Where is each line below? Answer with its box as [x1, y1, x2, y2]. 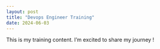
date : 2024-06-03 [6, 20, 50, 26]
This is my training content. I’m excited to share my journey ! [6, 36, 155, 44]
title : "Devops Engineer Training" [6, 14, 95, 20]
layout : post [6, 8, 39, 15]
